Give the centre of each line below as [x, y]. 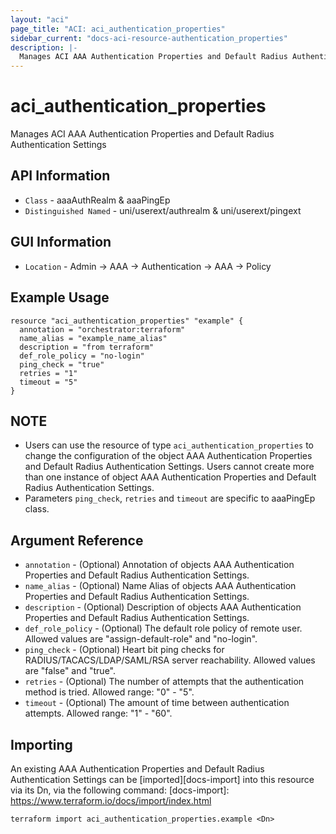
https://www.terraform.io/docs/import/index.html [111, 800]
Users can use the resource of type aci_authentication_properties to [169, 445]
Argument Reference [77, 540]
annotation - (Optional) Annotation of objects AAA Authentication [159, 565]
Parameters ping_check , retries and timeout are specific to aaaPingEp [170, 498]
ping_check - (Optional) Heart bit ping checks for [124, 650]
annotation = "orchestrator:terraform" [102, 329]
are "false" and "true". [70, 671]
